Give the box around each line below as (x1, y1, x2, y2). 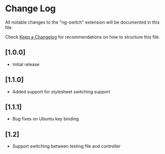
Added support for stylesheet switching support (12, 89, 110, 94)
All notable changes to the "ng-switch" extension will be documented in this (5, 19, 160, 25)
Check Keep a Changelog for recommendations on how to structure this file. (5, 34, 161, 40)
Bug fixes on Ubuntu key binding (12, 116, 79, 122)
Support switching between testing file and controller (12, 143, 121, 149)
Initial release (12, 61, 40, 67)
